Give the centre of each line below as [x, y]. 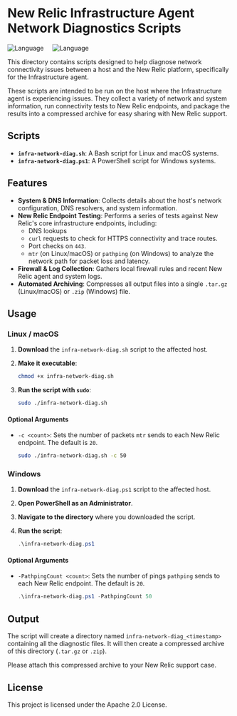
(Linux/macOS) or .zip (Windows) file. [74, 291]
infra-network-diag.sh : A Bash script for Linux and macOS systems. [118, 153]
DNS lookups [48, 230]
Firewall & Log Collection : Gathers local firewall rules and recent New [120, 268]
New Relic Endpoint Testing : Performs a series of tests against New [118, 215]
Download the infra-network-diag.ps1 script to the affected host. [114, 489]
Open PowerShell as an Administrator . [75, 503]
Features [27, 183]
